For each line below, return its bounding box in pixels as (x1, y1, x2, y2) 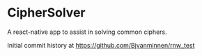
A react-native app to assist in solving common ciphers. (7, 28, 167, 36)
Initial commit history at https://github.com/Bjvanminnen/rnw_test (7, 41, 195, 49)
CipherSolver (7, 5, 86, 21)
